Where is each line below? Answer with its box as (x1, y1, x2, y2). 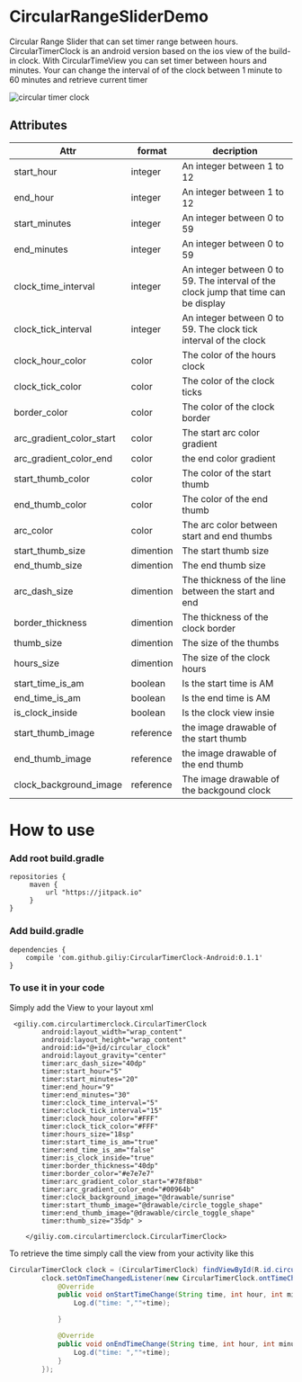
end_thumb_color (13, 498, 87, 510)
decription (212, 144, 258, 157)
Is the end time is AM (182, 691, 271, 704)
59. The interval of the (182, 274, 276, 287)
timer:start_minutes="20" (41, 1074, 139, 1083)
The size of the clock (182, 651, 271, 663)
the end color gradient (182, 452, 276, 464)
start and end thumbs (182, 529, 272, 542)
